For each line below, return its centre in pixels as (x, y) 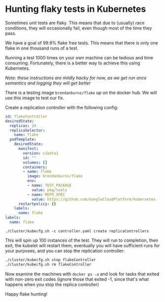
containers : (35, 167)
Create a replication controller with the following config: (62, 107)
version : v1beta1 (41, 153)
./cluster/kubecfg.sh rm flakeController (48, 264)
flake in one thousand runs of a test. (42, 48)
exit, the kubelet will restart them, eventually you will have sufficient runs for (82, 245)
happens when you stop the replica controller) (52, 284)
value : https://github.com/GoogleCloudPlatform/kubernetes (93, 199)
